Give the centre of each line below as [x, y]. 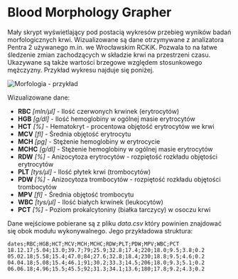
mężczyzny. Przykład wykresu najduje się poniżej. [81, 70]
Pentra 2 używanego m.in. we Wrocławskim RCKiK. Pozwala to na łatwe [113, 47]
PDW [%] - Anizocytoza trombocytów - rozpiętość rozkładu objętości [119, 179]
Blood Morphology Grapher [90, 12]
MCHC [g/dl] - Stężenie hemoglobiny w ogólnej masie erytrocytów [115, 149]
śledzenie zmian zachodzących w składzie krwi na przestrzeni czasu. [109, 55]
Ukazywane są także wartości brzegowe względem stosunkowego [105, 62]
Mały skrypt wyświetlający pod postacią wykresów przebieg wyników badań [119, 32]
